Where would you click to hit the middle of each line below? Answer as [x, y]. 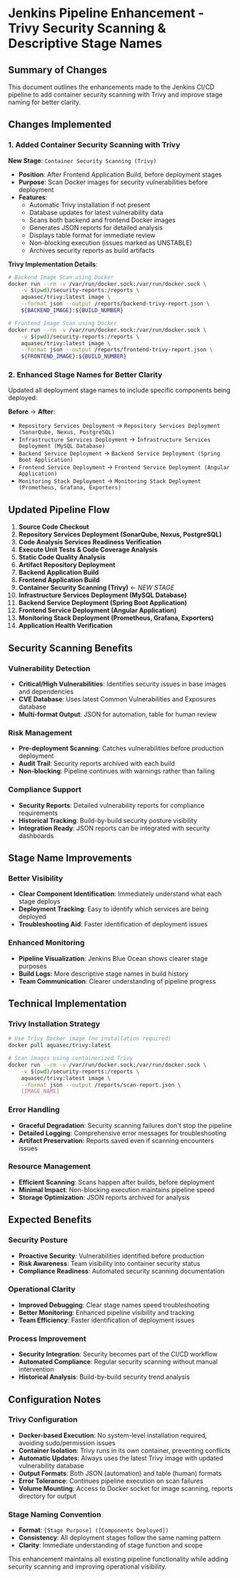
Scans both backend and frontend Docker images [102, 220]
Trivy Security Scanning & [87, 28]
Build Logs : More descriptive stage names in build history [103, 974]
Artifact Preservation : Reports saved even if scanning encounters [116, 1140]
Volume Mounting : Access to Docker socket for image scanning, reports [126, 1488]
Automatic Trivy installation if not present [90, 204]
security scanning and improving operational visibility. [87, 1567]
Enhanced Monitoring [46, 943]
